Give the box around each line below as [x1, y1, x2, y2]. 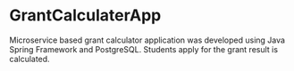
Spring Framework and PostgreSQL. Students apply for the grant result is [9, 43, 279, 54]
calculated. [9, 53, 51, 64]
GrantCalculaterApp [9, 5, 162, 26]
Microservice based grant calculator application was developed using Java [9, 35, 286, 45]
